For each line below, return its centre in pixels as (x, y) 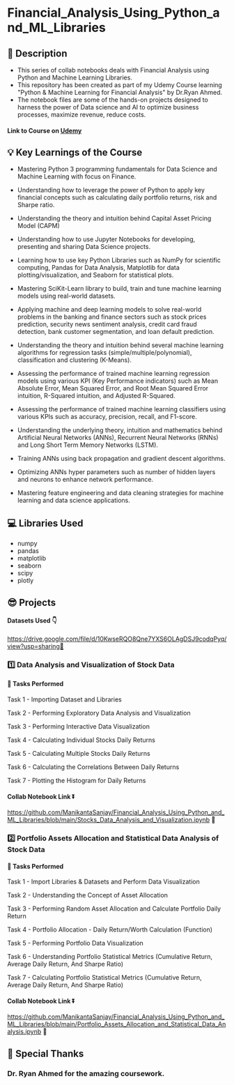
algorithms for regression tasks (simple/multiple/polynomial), (104, 353)
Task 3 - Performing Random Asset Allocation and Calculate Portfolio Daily (114, 909)
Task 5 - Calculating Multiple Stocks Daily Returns (79, 753)
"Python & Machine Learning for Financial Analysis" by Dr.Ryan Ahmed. (120, 92)
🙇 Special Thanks (46, 1053)
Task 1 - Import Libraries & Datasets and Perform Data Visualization (103, 882)
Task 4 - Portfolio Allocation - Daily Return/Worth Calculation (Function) (110, 930)
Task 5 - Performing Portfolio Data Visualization (76, 943)
